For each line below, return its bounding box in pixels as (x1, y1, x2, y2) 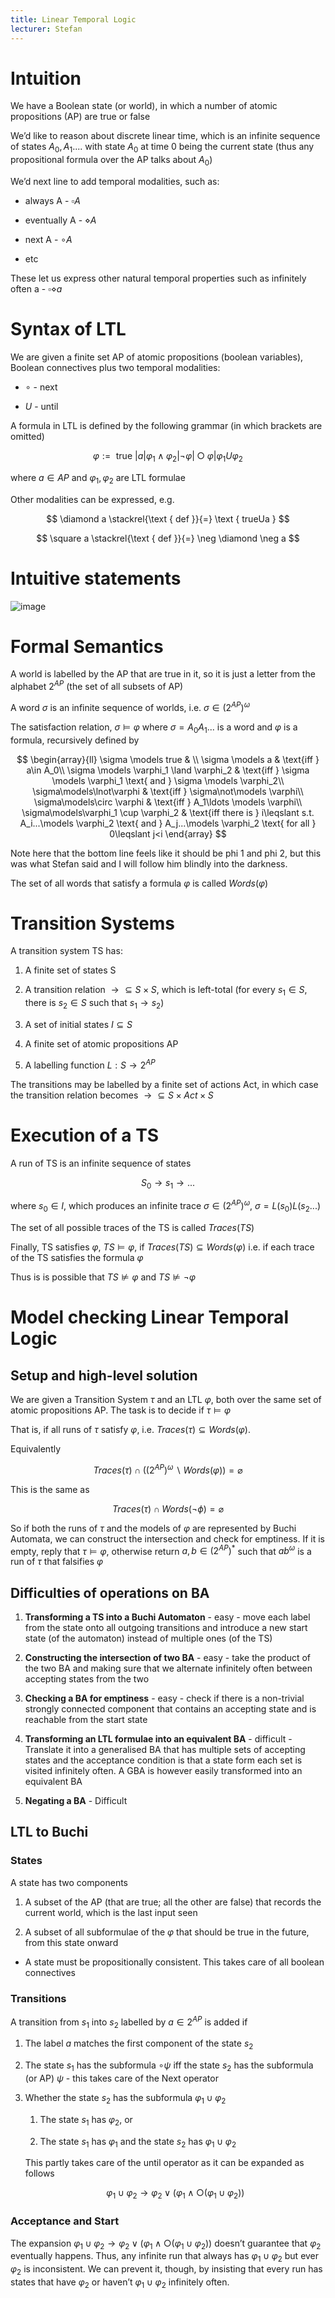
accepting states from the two (24, 1673, 150, 1685)
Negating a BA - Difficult (24, 1795, 128, 1807)
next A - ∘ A (24, 234, 73, 246)
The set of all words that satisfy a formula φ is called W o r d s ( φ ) (10, 877, 269, 889)
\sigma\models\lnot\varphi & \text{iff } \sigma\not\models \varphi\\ (32, 785, 304, 797)
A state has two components (10, 1876, 128, 1888)
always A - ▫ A (24, 195, 81, 207)
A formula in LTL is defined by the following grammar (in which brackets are (10, 419, 323, 431)
